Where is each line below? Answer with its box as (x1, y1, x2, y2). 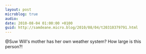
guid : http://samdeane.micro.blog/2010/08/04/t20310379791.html (5, 25, 138, 30)
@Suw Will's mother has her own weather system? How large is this (5, 38, 141, 44)
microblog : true (5, 12, 38, 17)
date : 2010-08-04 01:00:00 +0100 (5, 20, 73, 26)
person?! (5, 44, 23, 50)
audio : (5, 16, 18, 21)
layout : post (5, 7, 32, 12)
